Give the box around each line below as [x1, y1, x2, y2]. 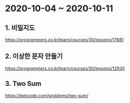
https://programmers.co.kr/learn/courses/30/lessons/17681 [5, 37, 124, 42]
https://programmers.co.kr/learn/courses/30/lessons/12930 [5, 65, 125, 71]
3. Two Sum [5, 80, 41, 88]
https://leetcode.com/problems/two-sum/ [5, 92, 89, 98]
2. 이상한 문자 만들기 [5, 52, 63, 61]
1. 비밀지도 [5, 23, 35, 32]
